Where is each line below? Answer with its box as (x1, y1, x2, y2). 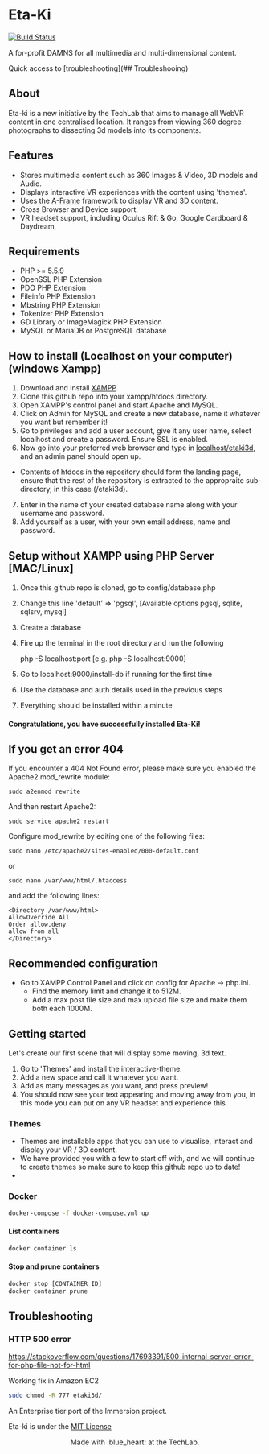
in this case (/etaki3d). (53, 485, 128, 494)
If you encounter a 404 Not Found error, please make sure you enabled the (8, 763, 257, 774)
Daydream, (19, 221, 57, 231)
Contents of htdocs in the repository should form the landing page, (19, 467, 242, 477)
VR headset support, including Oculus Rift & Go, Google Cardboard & (19, 213, 248, 222)
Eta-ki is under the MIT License (8, 1422, 112, 1431)
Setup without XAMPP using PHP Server (8, 549, 214, 563)
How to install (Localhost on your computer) (8, 349, 233, 363)
